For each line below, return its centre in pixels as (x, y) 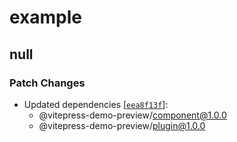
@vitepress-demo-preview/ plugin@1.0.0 (122, 125)
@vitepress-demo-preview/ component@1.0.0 (132, 115)
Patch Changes (47, 83)
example (46, 17)
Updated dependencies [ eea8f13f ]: (96, 104)
